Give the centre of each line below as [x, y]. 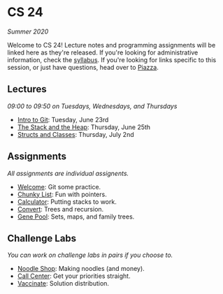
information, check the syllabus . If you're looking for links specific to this [112, 59]
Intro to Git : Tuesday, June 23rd [63, 119]
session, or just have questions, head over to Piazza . [83, 67]
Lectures [27, 89]
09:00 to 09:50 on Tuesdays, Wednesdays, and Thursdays [92, 106]
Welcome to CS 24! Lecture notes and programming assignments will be [111, 45]
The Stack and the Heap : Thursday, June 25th [84, 127]
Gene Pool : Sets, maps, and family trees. [76, 216]
